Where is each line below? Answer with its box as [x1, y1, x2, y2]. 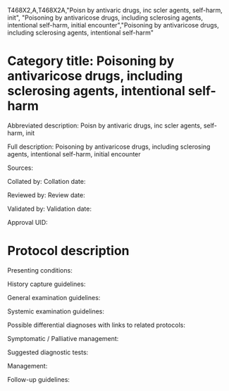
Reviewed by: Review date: [7, 190, 86, 199]
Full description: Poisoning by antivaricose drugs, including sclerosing [7, 142, 211, 151]
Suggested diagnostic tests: [7, 348, 89, 356]
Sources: [7, 163, 34, 172]
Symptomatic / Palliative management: [7, 334, 119, 342]
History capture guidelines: [7, 280, 86, 288]
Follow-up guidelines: [7, 375, 70, 383]
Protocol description [7, 243, 130, 259]
